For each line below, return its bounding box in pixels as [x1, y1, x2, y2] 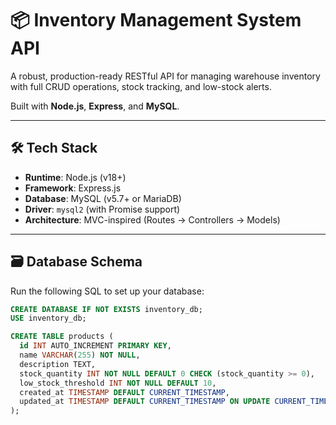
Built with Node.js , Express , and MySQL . [10, 100, 180, 112]
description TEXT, [19, 359, 97, 369]
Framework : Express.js [24, 182, 122, 194]
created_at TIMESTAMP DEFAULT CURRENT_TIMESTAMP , [19, 387, 230, 397]
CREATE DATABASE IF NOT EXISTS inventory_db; [10, 304, 203, 314]
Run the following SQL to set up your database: [10, 285, 205, 297]
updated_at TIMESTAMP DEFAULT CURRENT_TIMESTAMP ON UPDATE [19, 397, 271, 407]
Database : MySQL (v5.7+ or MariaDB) [24, 192, 182, 204]
